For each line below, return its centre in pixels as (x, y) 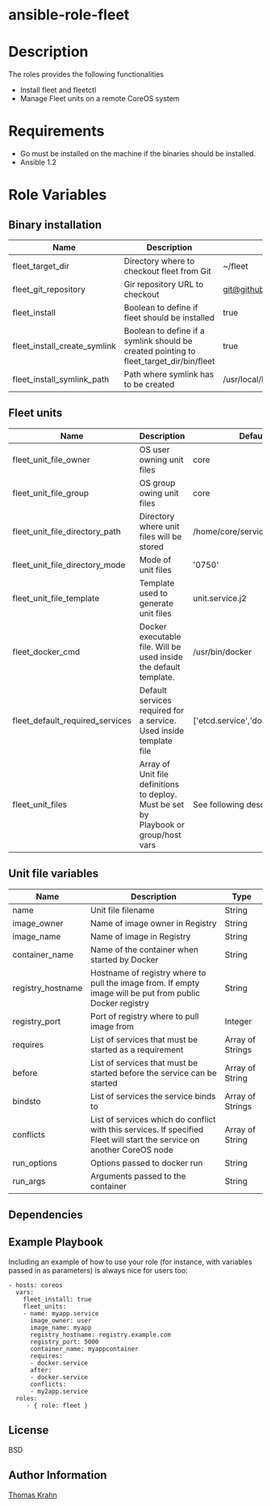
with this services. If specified (147, 1129)
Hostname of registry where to (148, 972)
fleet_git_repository (49, 290)
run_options (35, 1162)
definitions (159, 784)
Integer (238, 1021)
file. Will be (160, 646)
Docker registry (119, 1003)
